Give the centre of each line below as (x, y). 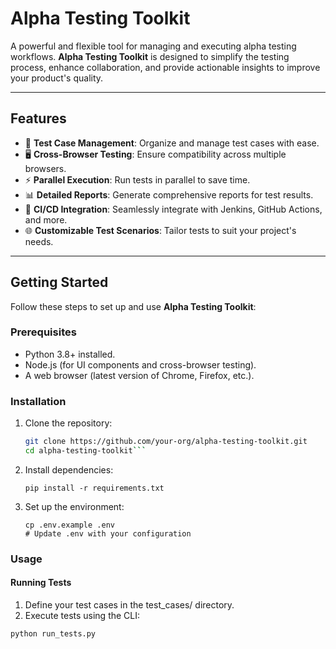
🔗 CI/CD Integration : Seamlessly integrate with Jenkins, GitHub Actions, (173, 209)
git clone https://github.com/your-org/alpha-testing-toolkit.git (166, 442)
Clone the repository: (68, 423)
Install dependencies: (69, 469)
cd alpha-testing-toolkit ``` (85, 451)
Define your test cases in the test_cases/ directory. (129, 605)
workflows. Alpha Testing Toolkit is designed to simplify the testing (150, 56)
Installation (38, 401)
